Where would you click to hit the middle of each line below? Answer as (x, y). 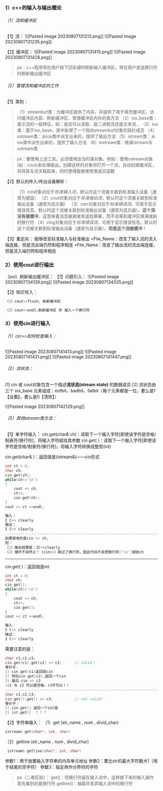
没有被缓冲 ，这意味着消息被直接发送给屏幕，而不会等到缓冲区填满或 (85, 216)
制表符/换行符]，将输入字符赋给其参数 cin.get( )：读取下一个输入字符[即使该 (81, 440)
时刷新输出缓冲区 (34, 74)
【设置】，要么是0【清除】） (32, 397)
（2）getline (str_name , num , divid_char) (47, 742)
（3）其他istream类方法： (31, 418)
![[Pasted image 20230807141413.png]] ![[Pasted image (61, 351)
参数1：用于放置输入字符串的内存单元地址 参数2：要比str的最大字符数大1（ (79, 761)
